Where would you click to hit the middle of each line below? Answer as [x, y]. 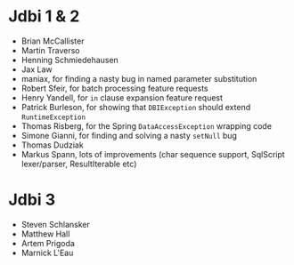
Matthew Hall [45, 234]
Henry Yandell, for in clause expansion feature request [122, 97]
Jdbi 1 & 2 [44, 16]
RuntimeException [53, 117]
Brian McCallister [53, 41]
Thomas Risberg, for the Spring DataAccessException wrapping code [147, 125]
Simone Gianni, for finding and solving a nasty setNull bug [129, 135]
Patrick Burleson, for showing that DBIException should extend [136, 107]
